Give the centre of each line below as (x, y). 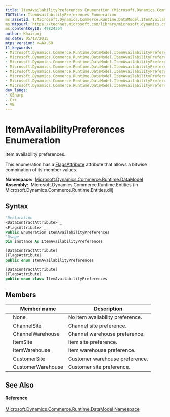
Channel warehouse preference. (107, 334)
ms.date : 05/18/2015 (27, 39)
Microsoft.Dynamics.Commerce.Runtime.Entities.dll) (59, 190)
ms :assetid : (18, 19)
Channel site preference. (97, 326)
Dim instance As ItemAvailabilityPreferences (54, 242)
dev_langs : (17, 90)
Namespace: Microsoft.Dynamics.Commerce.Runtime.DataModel (74, 180)
